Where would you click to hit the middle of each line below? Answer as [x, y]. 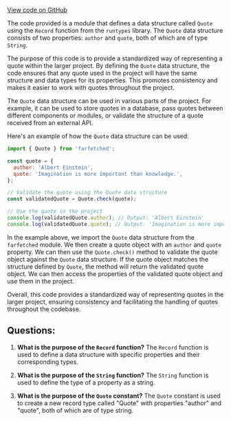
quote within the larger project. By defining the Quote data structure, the [109, 66]
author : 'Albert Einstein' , [54, 168]
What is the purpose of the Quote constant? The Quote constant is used [119, 396]
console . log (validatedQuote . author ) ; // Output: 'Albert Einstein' [106, 218]
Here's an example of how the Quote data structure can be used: [98, 136]
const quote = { [30, 161]
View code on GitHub [37, 10]
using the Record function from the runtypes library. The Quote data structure [115, 31]
